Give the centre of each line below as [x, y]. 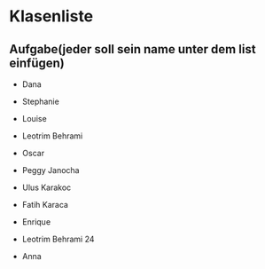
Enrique [36, 222]
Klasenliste [51, 16]
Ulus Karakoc [47, 187]
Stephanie [40, 101]
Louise [34, 119]
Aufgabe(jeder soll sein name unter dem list [132, 49]
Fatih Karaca [45, 205]
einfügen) [37, 63]
